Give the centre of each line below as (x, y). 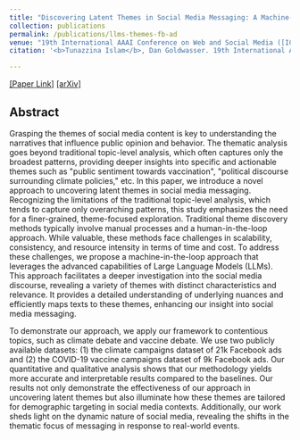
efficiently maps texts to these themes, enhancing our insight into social (142, 303)
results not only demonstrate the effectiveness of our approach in (130, 387)
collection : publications (57, 26)
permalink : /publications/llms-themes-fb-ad (93, 34)
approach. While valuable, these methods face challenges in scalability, (141, 237)
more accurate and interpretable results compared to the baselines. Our (142, 378)
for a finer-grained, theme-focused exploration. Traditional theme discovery (149, 219)
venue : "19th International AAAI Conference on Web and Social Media (142, 42)
